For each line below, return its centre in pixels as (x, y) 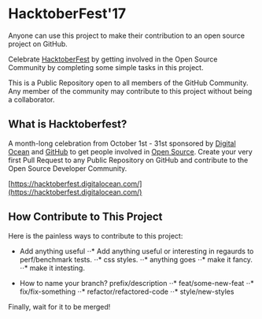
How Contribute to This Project (85, 217)
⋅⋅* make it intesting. (52, 268)
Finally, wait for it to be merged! (59, 306)
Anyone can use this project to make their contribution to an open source (127, 35)
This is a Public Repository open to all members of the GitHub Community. (128, 83)
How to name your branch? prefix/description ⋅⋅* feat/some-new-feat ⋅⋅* (137, 283)
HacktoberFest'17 (67, 14)
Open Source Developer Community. (68, 168)
